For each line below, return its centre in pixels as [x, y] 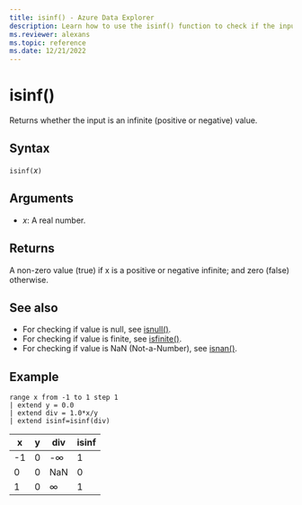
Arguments [42, 199]
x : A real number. [54, 220]
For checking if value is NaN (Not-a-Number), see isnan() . [130, 349]
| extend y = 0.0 [42, 405]
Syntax [30, 149]
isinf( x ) [26, 170]
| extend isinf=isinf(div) [60, 421]
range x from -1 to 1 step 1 [64, 398]
